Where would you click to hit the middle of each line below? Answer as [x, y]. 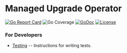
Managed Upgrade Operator [63, 9]
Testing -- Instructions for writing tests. [52, 46]
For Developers [24, 35]
